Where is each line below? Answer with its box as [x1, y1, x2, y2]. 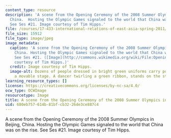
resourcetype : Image [5, 93, 49, 98]
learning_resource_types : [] [5, 78, 67, 84]
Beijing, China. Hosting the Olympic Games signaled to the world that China [5, 122, 164, 128]
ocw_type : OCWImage [5, 88, 47, 93]
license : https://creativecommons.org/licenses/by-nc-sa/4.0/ [5, 83, 140, 88]
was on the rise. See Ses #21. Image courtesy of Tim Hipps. [5, 127, 131, 133]
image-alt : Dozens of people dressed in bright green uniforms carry [10, 69, 160, 74]
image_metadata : [5, 41, 40, 46]
